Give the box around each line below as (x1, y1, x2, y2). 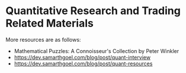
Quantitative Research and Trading (5, 4, 181, 18)
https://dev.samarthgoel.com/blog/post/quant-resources (14, 60, 153, 67)
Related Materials (5, 16, 94, 30)
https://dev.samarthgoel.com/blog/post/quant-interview (14, 54, 151, 61)
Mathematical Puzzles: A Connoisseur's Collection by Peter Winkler (14, 47, 179, 54)
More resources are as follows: (5, 36, 81, 43)
